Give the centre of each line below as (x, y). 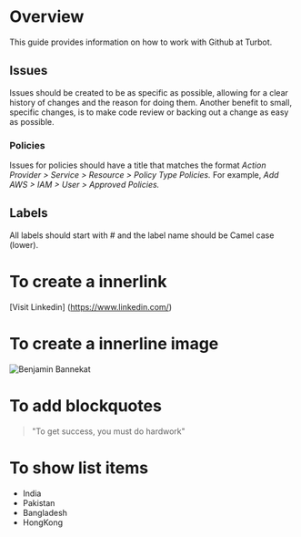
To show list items (79, 468)
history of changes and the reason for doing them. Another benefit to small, (151, 102)
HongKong (43, 522)
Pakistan (39, 502)
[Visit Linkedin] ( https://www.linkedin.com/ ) (91, 306)
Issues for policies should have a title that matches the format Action (138, 165)
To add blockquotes (85, 405)
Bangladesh (45, 512)
